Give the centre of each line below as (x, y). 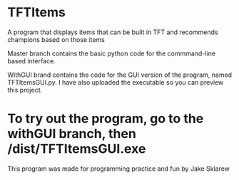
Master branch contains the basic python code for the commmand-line (112, 53)
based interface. (31, 60)
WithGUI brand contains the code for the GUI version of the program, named (120, 75)
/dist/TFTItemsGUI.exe (77, 149)
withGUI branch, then (72, 134)
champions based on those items (56, 39)
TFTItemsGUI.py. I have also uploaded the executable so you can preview (116, 82)
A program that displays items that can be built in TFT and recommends (113, 32)
